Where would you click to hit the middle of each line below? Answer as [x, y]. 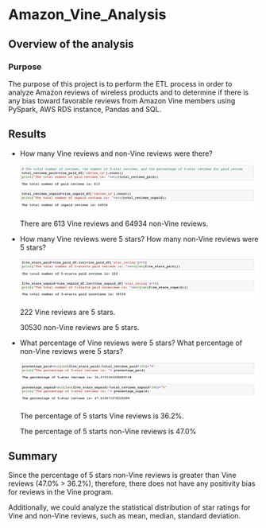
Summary [33, 456]
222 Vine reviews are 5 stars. [67, 312]
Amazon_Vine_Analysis [87, 15]
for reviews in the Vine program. [61, 492]
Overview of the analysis [71, 44]
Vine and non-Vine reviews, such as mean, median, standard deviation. [124, 516]
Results [27, 134]
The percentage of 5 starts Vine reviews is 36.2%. [102, 416]
